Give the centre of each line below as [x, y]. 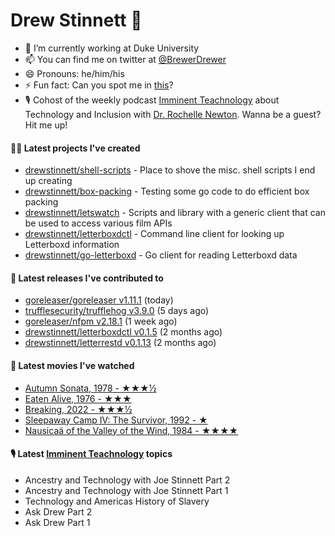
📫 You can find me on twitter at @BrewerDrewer [125, 59]
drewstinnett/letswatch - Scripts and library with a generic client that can [175, 213]
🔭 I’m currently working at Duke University [112, 48]
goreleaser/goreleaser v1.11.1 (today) [99, 300]
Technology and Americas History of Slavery [117, 501]
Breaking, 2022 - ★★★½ [78, 409]
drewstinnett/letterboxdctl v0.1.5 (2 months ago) [123, 332]
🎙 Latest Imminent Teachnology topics [91, 454]
